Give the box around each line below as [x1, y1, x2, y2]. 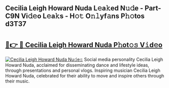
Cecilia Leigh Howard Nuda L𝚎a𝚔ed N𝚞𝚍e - [5, 4, 144, 13]
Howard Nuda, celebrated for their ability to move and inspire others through [5, 73, 164, 78]
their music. [5, 78, 30, 84]
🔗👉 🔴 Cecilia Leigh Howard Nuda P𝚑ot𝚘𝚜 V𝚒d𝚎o [5, 40, 163, 49]
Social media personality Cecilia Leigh [84, 56, 163, 62]
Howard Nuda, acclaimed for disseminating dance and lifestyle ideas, [5, 62, 150, 68]
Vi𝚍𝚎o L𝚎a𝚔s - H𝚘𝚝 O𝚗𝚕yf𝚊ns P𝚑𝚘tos [21, 12, 145, 21]
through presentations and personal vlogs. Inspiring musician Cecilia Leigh [5, 67, 160, 73]
